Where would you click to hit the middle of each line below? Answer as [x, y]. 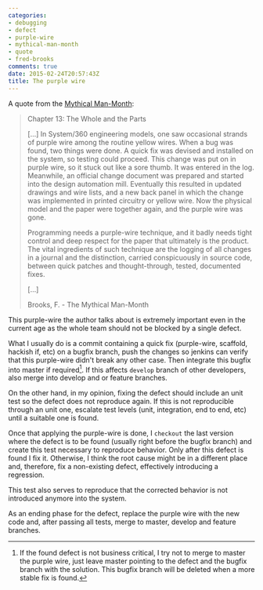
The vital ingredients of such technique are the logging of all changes [139, 249]
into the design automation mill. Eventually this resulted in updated [134, 184]
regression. [26, 475]
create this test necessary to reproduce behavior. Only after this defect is [126, 450]
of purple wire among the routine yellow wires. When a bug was [130, 142]
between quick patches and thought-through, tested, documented [134, 266]
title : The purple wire [47, 81]
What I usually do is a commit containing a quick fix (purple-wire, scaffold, [128, 343]
